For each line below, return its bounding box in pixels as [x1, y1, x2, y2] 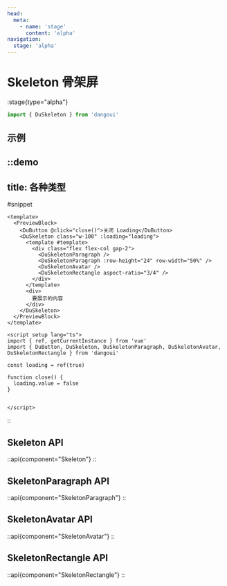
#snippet [7, 200, 33, 209]
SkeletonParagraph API [7, 475, 109, 487]
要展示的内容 [32, 295, 64, 302]
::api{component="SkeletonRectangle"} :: [7, 570, 125, 579]
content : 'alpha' [25, 29, 76, 37]
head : [7, 10, 23, 17]
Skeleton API [7, 436, 64, 448]
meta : [13, 17, 30, 24]
